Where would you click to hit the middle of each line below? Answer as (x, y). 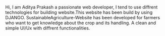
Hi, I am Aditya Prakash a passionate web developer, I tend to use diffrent (81, 7)
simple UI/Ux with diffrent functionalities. (48, 28)
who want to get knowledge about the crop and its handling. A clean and (81, 23)
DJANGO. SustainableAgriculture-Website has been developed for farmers (83, 18)
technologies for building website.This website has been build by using (79, 12)
